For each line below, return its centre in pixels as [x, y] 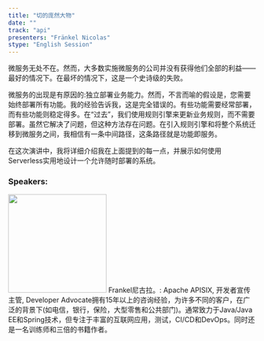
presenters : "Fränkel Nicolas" [59, 37]
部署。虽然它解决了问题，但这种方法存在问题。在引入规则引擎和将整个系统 [128, 124]
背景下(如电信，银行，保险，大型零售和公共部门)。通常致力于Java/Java [137, 310]
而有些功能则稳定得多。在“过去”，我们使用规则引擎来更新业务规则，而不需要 [132, 114]
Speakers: [28, 182]
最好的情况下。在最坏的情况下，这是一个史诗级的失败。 [97, 78]
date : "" [22, 23]
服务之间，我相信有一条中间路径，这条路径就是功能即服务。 [125, 134]
